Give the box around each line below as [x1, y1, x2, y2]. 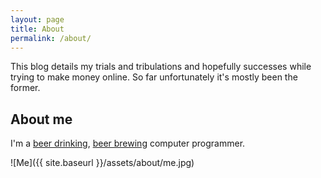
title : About [10, 24, 65, 34]
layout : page [10, 14, 65, 25]
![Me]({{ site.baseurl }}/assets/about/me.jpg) [10, 157, 195, 169]
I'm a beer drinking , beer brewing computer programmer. [10, 137, 246, 150]
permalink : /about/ [10, 33, 92, 43]
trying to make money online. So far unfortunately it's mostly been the [10, 71, 298, 83]
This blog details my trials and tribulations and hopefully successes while [10, 61, 312, 73]
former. [10, 82, 41, 94]
